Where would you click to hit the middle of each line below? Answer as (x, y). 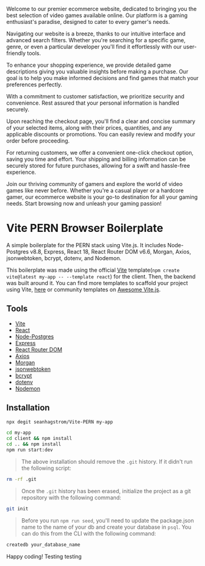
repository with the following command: (71, 497)
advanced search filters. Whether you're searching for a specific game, (96, 40)
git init (17, 508)
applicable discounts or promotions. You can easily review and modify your (101, 134)
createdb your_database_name (43, 545)
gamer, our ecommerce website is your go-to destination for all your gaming (102, 197)
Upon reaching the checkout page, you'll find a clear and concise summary (101, 121)
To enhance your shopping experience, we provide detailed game (89, 65)
